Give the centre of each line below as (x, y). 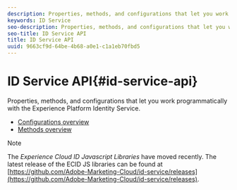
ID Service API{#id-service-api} (103, 81)
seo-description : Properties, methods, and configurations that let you (116, 27)
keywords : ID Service (39, 20)
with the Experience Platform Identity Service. (74, 108)
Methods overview (44, 129)
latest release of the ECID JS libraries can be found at (85, 164)
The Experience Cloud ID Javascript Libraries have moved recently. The (112, 156)
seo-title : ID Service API (47, 33)
